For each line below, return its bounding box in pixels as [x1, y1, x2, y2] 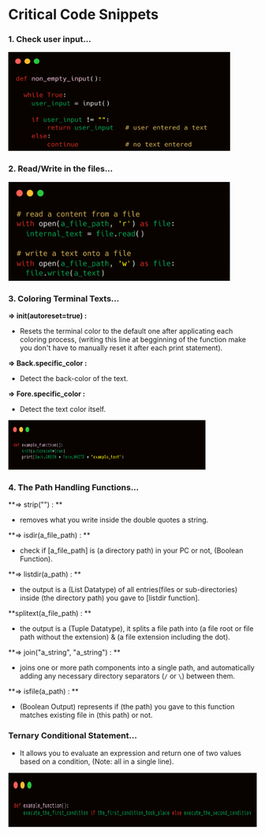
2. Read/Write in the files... [8, 164, 114, 175]
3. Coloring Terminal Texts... [8, 293, 120, 304]
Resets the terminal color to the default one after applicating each [19, 327, 233, 336]
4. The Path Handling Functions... [8, 482, 140, 493]
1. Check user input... [8, 34, 92, 45]
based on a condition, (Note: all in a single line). [19, 757, 174, 766]
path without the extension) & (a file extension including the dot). [19, 633, 230, 642]
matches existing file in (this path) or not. [19, 710, 153, 720]
